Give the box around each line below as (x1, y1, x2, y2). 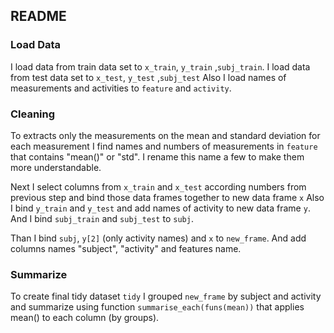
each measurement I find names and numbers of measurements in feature (10, 140, 318, 152)
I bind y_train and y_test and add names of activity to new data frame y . (10, 202, 311, 214)
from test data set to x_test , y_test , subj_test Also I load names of (10, 71, 287, 83)
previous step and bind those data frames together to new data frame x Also (10, 191, 325, 203)
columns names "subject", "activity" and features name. (10, 242, 242, 254)
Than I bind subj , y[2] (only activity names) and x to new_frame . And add (10, 232, 307, 244)
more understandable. (10, 161, 102, 173)
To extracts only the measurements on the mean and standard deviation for (10, 129, 321, 141)
